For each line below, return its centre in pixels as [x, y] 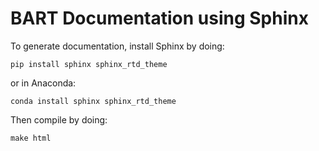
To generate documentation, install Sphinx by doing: [117, 46]
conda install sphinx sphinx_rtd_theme [93, 101]
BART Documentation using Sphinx [159, 18]
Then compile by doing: [59, 119]
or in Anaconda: [43, 83]
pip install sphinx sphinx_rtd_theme [89, 64]
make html [31, 138]
